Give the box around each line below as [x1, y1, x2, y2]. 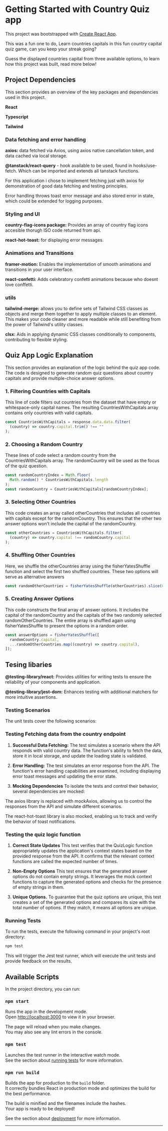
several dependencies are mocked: [12, 788, 85, 794]
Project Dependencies [5, 75, 76, 84]
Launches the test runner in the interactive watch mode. [5, 1052, 121, 1058]
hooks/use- [133, 162, 157, 169]
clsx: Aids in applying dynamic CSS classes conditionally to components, [5, 331, 156, 337]
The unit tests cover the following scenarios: [5, 718, 96, 724]
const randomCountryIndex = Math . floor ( [5, 473, 91, 478]
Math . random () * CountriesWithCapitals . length [9, 477, 108, 482]
